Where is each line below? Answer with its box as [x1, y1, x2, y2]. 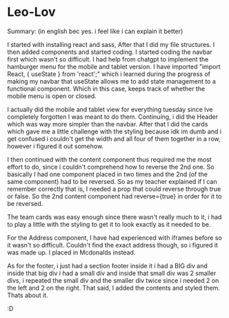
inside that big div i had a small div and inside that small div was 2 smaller [7, 269, 217, 277]
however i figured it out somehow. [7, 142, 104, 150]
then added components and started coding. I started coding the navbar [7, 48, 212, 56]
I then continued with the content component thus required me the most [7, 155, 212, 163]
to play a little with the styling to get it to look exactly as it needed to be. [7, 220, 211, 228]
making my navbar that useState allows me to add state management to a [7, 77, 216, 85]
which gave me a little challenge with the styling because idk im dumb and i [7, 127, 222, 135]
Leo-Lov [7, 4, 57, 20]
